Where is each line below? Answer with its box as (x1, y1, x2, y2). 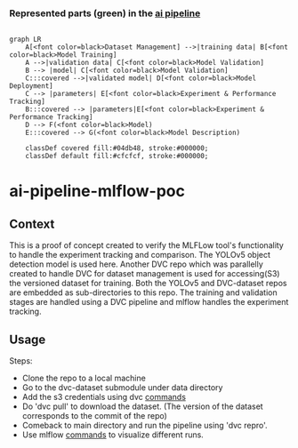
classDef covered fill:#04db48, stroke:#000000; (25, 144, 209, 153)
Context (9, 216, 55, 231)
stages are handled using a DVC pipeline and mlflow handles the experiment (9, 297, 289, 308)
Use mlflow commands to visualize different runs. (21, 429, 205, 440)
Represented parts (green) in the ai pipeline (9, 7, 201, 20)
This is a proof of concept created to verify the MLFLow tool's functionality (9, 240, 285, 251)
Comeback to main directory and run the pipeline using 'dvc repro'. (21, 420, 269, 431)
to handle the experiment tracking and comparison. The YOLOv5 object (9, 250, 271, 260)
